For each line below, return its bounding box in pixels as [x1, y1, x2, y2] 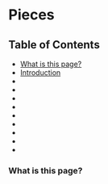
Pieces [8, 6, 55, 24]
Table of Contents [8, 38, 101, 52]
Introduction [19, 68, 61, 77]
